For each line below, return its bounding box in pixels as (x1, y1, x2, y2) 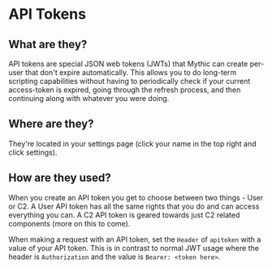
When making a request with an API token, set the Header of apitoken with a (8, 234, 261, 244)
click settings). (8, 147, 58, 157)
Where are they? (8, 117, 94, 131)
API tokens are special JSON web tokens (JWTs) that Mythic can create (8, 59, 248, 68)
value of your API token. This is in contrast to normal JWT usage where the (8, 243, 260, 253)
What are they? (8, 37, 88, 51)
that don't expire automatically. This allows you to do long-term (25, 68, 237, 77)
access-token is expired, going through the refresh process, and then (8, 85, 241, 94)
